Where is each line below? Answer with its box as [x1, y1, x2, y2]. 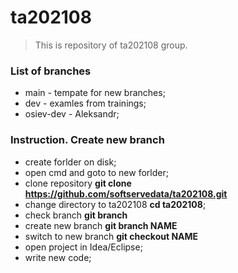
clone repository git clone [24, 177, 132, 189]
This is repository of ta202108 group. [34, 39, 188, 51]
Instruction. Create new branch [10, 133, 165, 147]
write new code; [24, 251, 92, 263]
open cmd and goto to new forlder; [24, 166, 169, 178]
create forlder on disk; [24, 156, 117, 168]
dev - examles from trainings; [24, 97, 147, 110]
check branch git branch [24, 209, 128, 221]
